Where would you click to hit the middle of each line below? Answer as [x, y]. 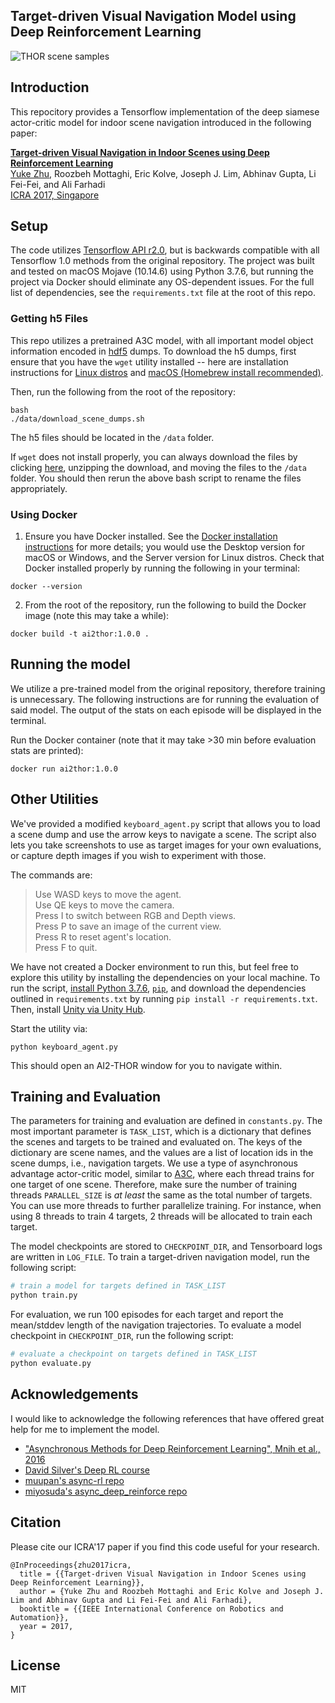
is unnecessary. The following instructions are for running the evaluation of [165, 699]
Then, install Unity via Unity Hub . [78, 1009]
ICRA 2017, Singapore [55, 195]
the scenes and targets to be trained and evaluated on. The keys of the [156, 1142]
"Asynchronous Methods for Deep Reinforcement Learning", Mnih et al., [172, 1448]
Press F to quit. [66, 947]
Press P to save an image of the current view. [128, 926]
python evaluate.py [51, 1364]
